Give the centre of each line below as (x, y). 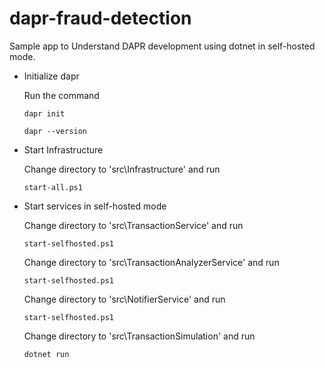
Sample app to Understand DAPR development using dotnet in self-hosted (162, 46)
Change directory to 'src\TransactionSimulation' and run (139, 336)
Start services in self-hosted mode (95, 206)
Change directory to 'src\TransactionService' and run (133, 225)
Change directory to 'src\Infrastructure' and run (122, 169)
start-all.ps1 (53, 187)
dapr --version (55, 131)
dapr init (44, 113)
